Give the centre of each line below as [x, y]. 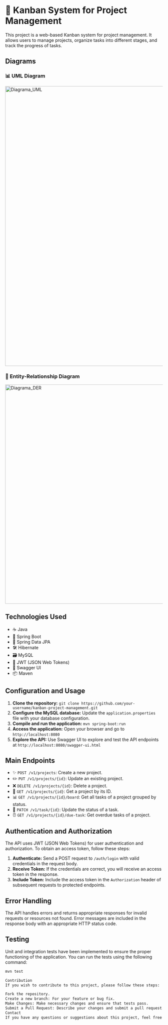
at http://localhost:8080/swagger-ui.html [56, 745]
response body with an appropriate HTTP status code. [61, 924]
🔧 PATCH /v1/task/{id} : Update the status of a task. [65, 810]
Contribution [19, 980]
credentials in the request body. [45, 864]
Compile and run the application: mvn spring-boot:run [69, 724]
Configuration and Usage [45, 691]
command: [16, 962]
